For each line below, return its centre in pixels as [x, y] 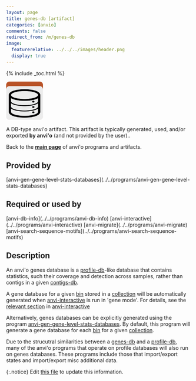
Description [28, 256]
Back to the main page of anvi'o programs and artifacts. [74, 147]
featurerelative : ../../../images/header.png [68, 50]
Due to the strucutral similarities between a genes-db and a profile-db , [92, 342]
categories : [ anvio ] [31, 25]
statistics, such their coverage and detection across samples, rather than [94, 276]
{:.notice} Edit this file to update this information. [65, 372]
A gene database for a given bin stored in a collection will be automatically [96, 293]
